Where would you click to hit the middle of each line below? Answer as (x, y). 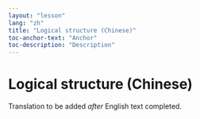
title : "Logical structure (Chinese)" (72, 30)
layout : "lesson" (37, 15)
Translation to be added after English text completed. (95, 106)
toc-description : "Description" (62, 45)
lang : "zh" (26, 23)
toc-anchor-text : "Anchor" (53, 38)
